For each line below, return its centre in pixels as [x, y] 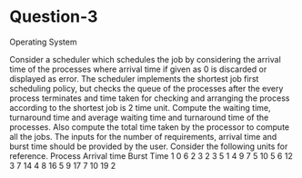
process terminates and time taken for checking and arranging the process [150, 98]
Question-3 [54, 17]
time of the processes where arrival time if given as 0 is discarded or [138, 69]
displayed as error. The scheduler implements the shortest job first [134, 78]
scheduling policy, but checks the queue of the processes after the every [146, 88]
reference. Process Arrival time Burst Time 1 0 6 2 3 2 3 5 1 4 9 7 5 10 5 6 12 [151, 155]
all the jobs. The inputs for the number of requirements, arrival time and [143, 136]
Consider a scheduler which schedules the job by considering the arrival [146, 59]
